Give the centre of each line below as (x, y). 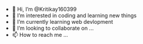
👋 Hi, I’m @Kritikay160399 (44, 9)
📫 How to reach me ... (40, 35)
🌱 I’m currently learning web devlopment (62, 22)
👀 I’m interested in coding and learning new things (74, 15)
